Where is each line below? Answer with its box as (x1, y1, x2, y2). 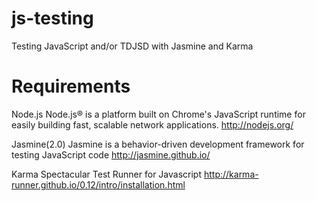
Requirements (11, 75, 131, 98)
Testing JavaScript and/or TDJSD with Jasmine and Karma (11, 40, 254, 52)
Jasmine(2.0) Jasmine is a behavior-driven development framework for (11, 138, 305, 150)
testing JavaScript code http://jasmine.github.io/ (11, 148, 211, 161)
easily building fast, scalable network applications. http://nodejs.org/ (11, 118, 294, 131)
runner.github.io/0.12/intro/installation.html (11, 178, 186, 191)
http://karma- (203, 168, 259, 180)
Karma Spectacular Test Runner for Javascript (11, 168, 203, 180)
